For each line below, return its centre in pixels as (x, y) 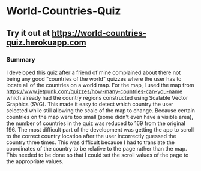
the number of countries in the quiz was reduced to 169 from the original (96, 123)
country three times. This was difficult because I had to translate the (91, 142)
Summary (21, 59)
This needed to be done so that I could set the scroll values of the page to (97, 155)
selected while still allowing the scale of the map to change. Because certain (101, 110)
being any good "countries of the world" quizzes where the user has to (94, 78)
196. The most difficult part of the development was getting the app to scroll (100, 129)
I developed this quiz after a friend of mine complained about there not (94, 72)
